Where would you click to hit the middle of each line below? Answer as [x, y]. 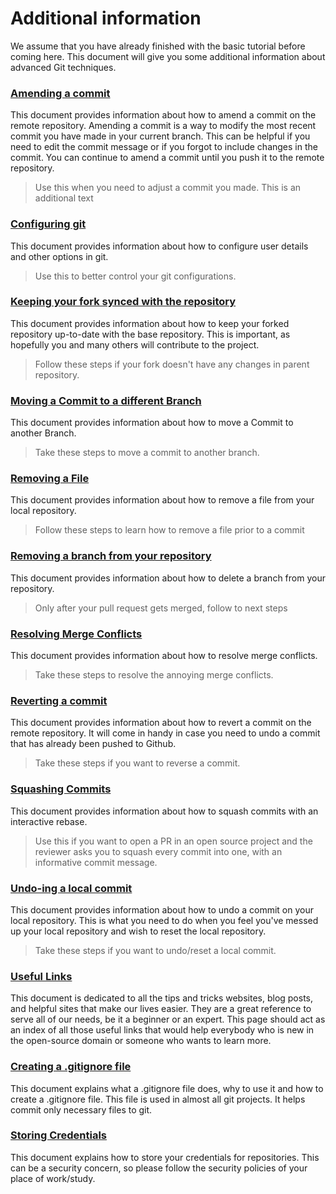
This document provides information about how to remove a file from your [162, 500]
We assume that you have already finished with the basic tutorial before [158, 46]
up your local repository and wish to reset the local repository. [138, 931]
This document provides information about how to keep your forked [150, 323]
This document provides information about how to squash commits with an [164, 811]
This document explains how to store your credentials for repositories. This [165, 1157]
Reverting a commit [59, 700]
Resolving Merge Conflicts [76, 634]
